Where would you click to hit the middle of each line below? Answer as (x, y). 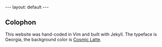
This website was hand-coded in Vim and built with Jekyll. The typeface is (81, 34)
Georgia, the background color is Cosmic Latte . (53, 39)
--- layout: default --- (27, 7)
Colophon (21, 22)
